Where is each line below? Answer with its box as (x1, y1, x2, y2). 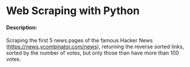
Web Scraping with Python (6, 4, 140, 18)
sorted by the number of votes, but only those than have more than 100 (6, 49, 179, 56)
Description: (6, 24, 37, 31)
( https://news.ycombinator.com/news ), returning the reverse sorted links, (6, 43, 185, 51)
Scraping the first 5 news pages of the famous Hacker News (6, 37, 153, 44)
